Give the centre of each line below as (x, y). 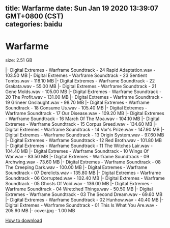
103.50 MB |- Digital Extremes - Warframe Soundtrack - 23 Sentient (76, 75)
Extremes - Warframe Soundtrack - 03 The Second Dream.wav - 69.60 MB (84, 194)
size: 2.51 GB (19, 60)
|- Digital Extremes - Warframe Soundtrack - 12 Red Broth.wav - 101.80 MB (83, 140)
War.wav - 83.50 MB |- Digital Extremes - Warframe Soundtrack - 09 (77, 157)
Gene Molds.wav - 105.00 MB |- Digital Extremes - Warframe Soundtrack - (83, 92)
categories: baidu (34, 24)
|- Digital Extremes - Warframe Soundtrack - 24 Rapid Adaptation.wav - (80, 70)
